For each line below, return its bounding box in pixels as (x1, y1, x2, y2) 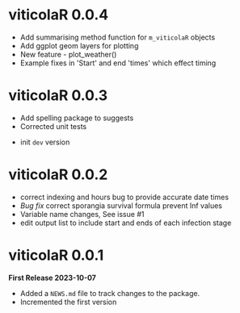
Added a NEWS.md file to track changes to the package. (19, 288, 200, 298)
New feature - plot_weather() (19, 49, 117, 59)
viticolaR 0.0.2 (8, 165, 108, 184)
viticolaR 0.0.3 (8, 86, 108, 105)
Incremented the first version (19, 297, 117, 307)
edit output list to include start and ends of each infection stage (19, 218, 232, 227)
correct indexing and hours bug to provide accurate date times (19, 192, 229, 202)
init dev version (19, 137, 70, 147)
